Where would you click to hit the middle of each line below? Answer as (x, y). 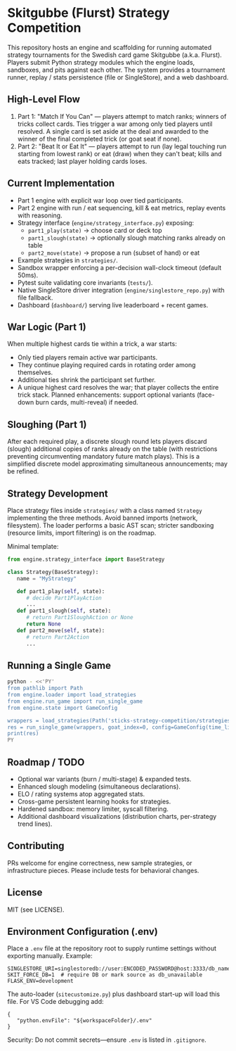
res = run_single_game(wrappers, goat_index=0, (78, 727)
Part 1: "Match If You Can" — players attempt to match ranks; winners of (122, 116)
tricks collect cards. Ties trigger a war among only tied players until (115, 124)
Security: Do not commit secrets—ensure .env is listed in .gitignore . (107, 1040)
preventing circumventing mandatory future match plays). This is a (104, 457)
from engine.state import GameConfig (63, 708)
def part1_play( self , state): (61, 591)
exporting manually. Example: (50, 956)
